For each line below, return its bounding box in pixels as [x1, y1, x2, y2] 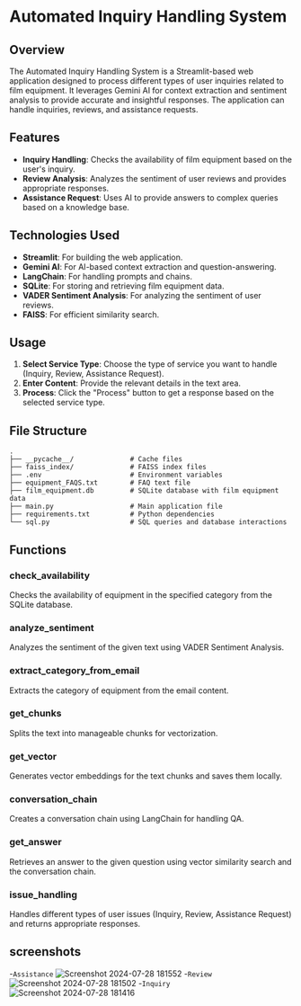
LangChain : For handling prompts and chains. [22, 271, 193, 281]
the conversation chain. [9, 866, 97, 877]
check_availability [9, 569, 91, 582]
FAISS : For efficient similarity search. [22, 308, 160, 320]
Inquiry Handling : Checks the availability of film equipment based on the [22, 154, 292, 165]
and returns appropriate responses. [9, 919, 141, 930]
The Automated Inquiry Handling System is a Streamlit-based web [9, 66, 254, 76]
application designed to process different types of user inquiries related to [9, 76, 285, 86]
